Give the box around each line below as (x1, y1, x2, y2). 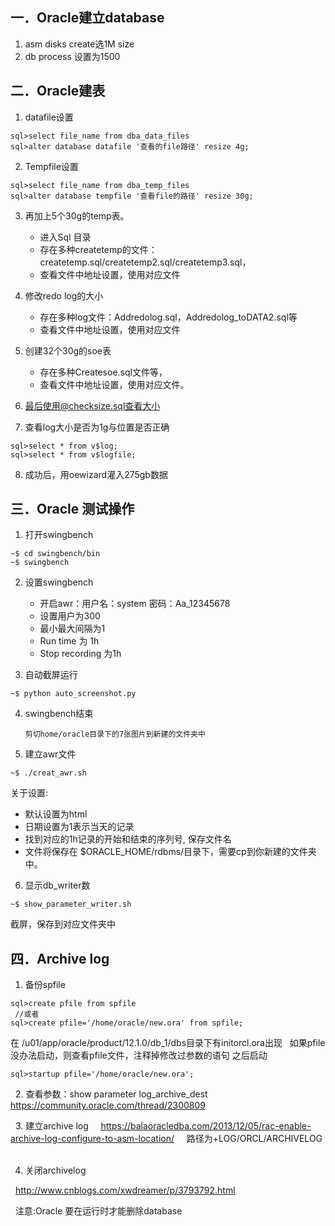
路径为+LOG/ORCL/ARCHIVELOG (186, 1133, 323, 1145)
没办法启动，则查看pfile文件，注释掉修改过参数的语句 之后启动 (10, 1049, 268, 1062)
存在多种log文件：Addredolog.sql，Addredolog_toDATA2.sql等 (39, 311, 298, 323)
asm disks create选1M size (24, 38, 135, 50)
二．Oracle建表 (10, 83, 106, 100)
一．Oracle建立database (10, 9, 165, 27)
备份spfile (24, 979, 66, 991)
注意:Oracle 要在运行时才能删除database (14, 1205, 183, 1217)
